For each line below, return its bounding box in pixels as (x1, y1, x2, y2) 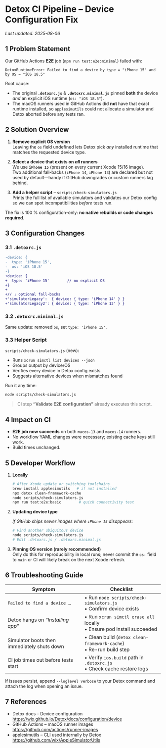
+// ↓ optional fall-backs (5, 292, 61, 297)
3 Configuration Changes (5, 229, 85, 237)
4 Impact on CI (5, 415, 51, 424)
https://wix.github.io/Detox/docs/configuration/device (12, 716, 123, 722)
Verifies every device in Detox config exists (12, 368, 101, 374)
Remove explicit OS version (12, 139, 70, 145)
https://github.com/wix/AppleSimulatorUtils (12, 737, 100, 743)
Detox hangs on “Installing (7, 616, 69, 623)
